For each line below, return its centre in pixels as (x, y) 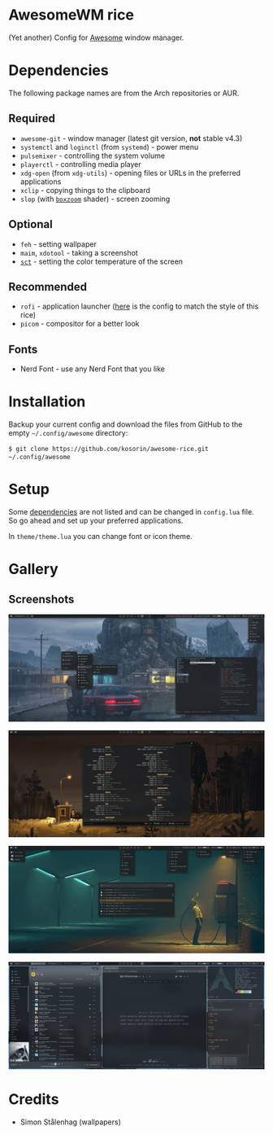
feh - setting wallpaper (58, 244)
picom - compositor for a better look (80, 324)
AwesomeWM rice (71, 15)
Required (32, 118)
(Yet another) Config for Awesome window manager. (96, 37)
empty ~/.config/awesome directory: (68, 433)
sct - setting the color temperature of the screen (102, 261)
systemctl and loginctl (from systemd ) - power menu (109, 147)
